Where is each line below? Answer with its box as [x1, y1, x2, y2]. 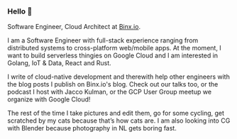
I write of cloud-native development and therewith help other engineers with [7, 72, 231, 81]
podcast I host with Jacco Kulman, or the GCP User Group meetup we [7, 88, 211, 96]
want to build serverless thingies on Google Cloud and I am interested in [7, 51, 219, 60]
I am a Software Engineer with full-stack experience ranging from [7, 36, 199, 45]
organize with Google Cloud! [7, 95, 91, 104]
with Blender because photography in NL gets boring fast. [7, 124, 177, 133]
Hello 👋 [7, 6, 33, 16]
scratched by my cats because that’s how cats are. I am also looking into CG [7, 116, 231, 125]
